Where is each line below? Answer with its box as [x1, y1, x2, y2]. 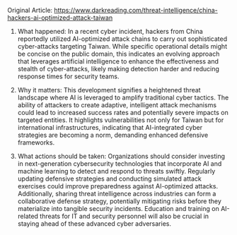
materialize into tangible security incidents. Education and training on [17, 205, 219, 212]
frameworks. [17, 138, 55, 147]
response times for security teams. [17, 72, 120, 80]
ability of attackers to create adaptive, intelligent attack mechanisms [17, 101, 217, 109]
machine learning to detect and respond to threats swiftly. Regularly [17, 167, 216, 175]
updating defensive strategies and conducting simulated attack [17, 174, 202, 183]
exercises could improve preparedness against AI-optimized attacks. [17, 182, 218, 190]
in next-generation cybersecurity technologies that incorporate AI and [17, 159, 222, 168]
